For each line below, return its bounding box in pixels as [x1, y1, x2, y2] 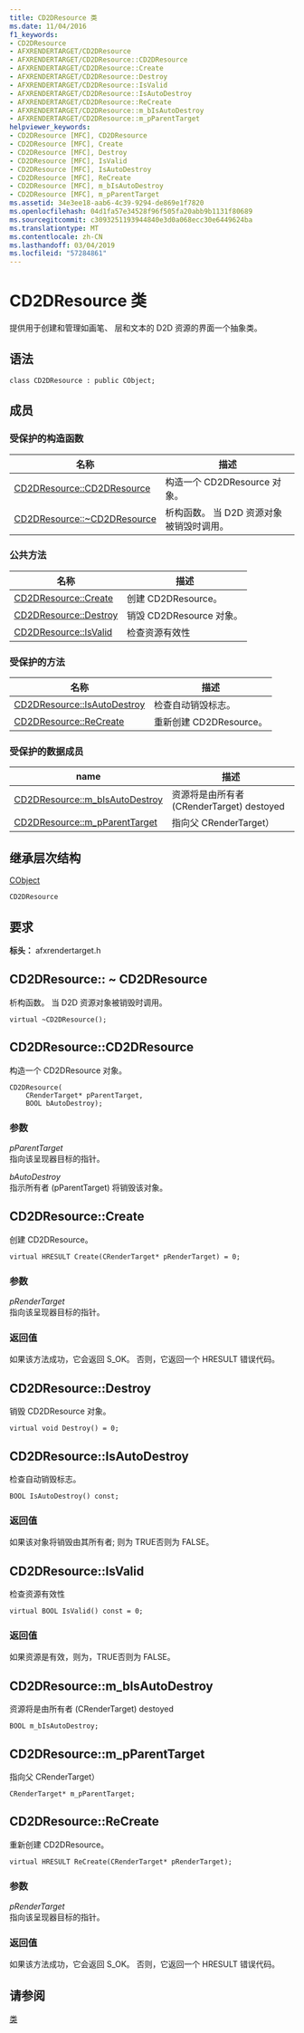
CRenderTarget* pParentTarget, [25, 1090, 144, 1100]
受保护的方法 [9, 656, 66, 668]
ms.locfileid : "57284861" [9, 249, 107, 258]
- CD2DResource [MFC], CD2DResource [9, 131, 147, 140]
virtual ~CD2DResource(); [9, 1015, 107, 1024]
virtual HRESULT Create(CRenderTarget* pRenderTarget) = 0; [9, 1251, 242, 1261]
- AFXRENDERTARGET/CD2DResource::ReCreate [9, 97, 172, 107]
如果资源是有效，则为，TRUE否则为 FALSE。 [9, 1652, 176, 1663]
